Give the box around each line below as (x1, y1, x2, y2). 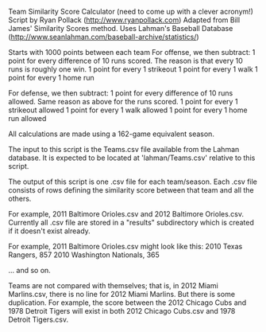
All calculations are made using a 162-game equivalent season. (8, 129, 214, 139)
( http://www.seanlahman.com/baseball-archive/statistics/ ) (8, 32, 200, 41)
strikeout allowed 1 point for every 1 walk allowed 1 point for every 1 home (8, 105, 248, 115)
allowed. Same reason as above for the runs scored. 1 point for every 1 (8, 97, 238, 106)
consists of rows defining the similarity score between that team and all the (8, 186, 254, 194)
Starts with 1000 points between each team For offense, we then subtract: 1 (8, 48, 256, 57)
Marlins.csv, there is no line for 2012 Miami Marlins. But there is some (8, 290, 236, 299)
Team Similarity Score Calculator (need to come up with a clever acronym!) (8, 7, 254, 16)
